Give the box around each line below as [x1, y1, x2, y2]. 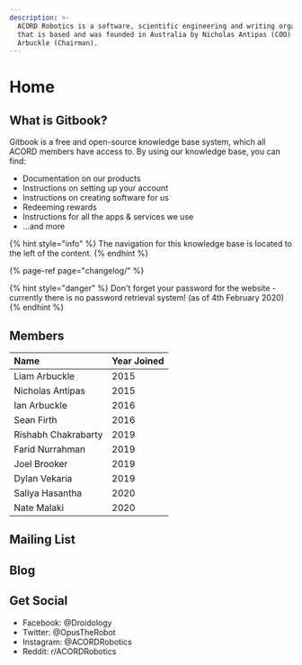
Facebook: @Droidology [22, 617, 112, 628]
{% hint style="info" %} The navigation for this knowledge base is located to [9, 238, 292, 249]
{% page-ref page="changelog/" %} [9, 265, 145, 276]
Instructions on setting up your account [22, 183, 169, 193]
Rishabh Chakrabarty [13, 428, 103, 441]
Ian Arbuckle [13, 400, 67, 412]
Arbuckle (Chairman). [17, 38, 99, 48]
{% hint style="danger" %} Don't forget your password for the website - [9, 283, 277, 293]
